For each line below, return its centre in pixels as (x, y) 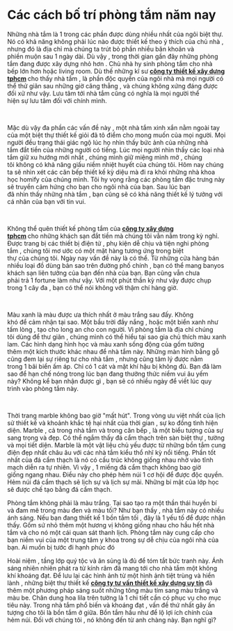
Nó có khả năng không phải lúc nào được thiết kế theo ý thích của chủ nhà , (115, 41)
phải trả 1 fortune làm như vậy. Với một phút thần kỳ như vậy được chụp (109, 280)
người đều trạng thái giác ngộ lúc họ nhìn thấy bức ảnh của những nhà (108, 142)
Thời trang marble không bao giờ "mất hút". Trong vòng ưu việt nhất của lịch (116, 415)
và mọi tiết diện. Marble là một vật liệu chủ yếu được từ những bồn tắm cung (116, 445)
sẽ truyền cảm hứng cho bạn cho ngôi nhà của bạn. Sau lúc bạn (99, 186)
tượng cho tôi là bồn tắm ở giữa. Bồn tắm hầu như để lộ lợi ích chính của (110, 612)
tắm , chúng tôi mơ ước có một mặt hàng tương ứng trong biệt (96, 250)
